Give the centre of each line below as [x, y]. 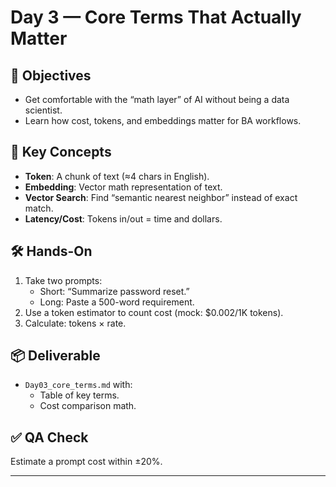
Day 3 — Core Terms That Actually [156, 17]
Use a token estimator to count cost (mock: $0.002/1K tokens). [154, 312]
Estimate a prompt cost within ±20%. [86, 462]
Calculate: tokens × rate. [75, 323]
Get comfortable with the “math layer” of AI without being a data [157, 99]
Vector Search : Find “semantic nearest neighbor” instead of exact [161, 197]
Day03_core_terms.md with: [78, 385]
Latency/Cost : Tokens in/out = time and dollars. [123, 218]
